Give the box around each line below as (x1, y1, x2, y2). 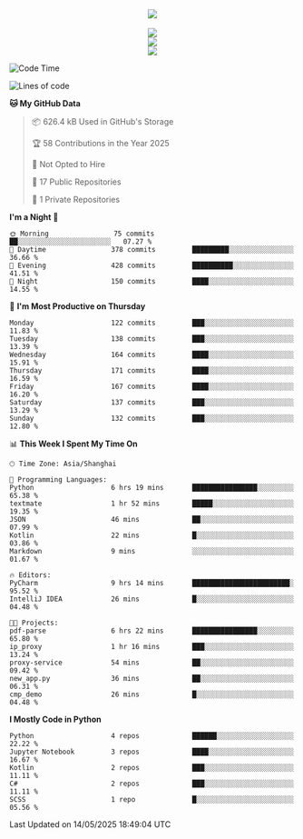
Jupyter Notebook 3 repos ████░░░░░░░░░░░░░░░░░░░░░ (9, 747, 295, 756)
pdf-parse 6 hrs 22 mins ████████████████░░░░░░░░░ (9, 626, 295, 635)
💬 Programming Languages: (9, 475, 107, 484)
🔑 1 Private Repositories (31, 195, 121, 205)
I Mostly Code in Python (9, 714, 102, 724)
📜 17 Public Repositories (31, 176, 122, 187)
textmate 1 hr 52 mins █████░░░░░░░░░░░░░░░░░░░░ (9, 499, 295, 508)
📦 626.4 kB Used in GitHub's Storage (31, 116, 174, 126)
